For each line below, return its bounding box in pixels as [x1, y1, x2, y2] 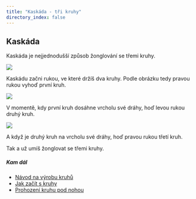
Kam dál [6, 158, 28, 166]
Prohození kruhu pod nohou [14, 186, 84, 194]
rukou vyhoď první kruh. [6, 81, 66, 88]
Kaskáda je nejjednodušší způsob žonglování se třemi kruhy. [6, 52, 156, 60]
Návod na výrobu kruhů [14, 174, 74, 181]
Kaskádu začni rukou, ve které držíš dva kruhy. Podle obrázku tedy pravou [6, 75, 190, 82]
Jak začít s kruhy [14, 180, 58, 187]
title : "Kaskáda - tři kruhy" [6, 8, 82, 15]
